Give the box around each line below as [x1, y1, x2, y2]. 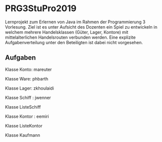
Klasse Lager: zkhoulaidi [5, 85, 54, 91]
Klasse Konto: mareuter [5, 66, 52, 72]
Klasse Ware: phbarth [5, 76, 49, 81]
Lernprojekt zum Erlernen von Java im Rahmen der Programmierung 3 [5, 19, 146, 25]
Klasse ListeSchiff [5, 104, 41, 110]
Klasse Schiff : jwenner [5, 95, 51, 100]
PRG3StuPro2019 [5, 3, 77, 14]
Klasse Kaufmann [5, 132, 40, 138]
